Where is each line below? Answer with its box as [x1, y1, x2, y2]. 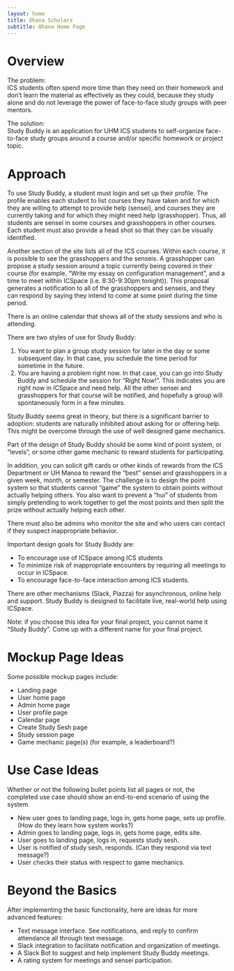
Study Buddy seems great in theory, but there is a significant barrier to [7, 412, 210, 420]
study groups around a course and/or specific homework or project [30, 134, 224, 143]
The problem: [7, 76, 46, 84]
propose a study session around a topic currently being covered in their [7, 262, 213, 270]
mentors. [7, 106, 33, 114]
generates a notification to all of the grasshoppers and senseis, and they [7, 284, 215, 293]
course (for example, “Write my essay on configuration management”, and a [7, 269, 225, 277]
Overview [7, 53, 65, 69]
